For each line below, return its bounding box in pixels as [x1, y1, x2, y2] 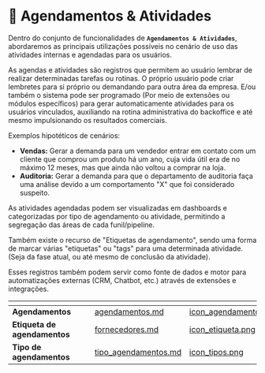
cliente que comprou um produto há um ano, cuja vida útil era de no [19, 154, 241, 164]
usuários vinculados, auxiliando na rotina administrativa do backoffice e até [8, 106, 253, 117]
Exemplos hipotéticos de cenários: [8, 130, 121, 140]
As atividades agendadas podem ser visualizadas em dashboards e [8, 203, 227, 212]
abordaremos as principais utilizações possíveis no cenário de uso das [8, 41, 238, 50]
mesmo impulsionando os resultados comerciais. [8, 115, 167, 125]
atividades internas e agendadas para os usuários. [8, 50, 172, 59]
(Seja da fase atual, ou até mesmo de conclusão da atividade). [8, 252, 211, 261]
